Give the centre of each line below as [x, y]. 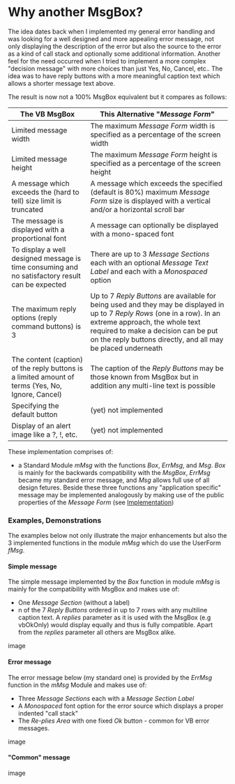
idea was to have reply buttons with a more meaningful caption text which [114, 76]
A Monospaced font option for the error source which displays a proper [121, 706]
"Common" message [39, 757]
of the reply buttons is [47, 368]
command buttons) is [46, 326]
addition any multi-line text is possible [153, 386]
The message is [37, 220]
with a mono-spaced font [132, 234]
